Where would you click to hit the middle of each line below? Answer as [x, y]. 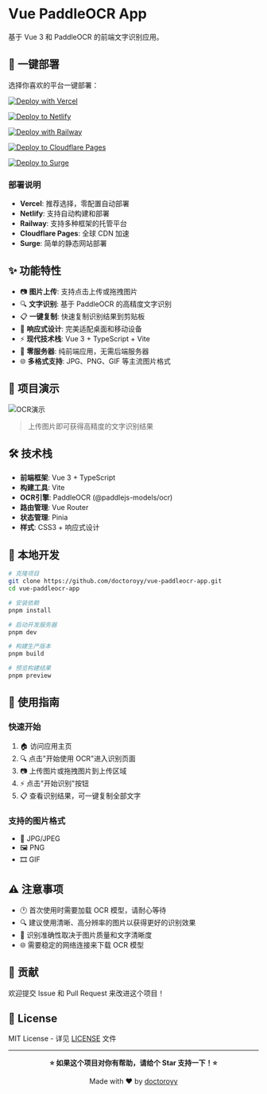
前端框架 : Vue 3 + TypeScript [68, 477]
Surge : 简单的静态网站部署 [63, 243]
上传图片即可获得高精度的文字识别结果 [90, 426]
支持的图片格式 [37, 820]
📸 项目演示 [34, 389]
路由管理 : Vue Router [54, 508]
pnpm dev [23, 632]
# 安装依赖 [24, 603]
